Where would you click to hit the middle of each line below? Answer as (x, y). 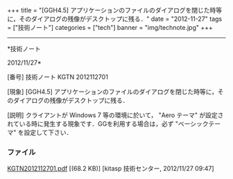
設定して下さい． (48, 133)
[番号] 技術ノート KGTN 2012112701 (58, 77)
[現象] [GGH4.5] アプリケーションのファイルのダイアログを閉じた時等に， (113, 92)
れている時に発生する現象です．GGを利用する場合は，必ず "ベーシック (108, 124)
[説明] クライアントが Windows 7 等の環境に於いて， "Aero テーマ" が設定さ (115, 115)
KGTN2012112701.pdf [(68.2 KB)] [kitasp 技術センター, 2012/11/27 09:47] (111, 169)
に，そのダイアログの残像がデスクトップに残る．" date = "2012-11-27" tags (115, 19)
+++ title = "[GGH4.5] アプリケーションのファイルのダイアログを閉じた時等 (115, 10)
